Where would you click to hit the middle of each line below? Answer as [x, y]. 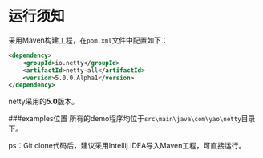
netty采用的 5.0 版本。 [43, 102]
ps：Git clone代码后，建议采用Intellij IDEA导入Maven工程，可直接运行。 [127, 146]
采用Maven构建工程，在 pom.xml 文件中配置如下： [88, 40]
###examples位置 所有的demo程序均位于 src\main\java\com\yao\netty [125, 119]
